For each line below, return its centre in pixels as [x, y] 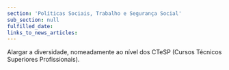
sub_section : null [33, 20]
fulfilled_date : [30, 26]
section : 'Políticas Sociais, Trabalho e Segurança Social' [95, 13]
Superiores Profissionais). [43, 60]
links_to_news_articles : [42, 33]
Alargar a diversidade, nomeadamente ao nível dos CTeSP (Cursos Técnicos [114, 52]
